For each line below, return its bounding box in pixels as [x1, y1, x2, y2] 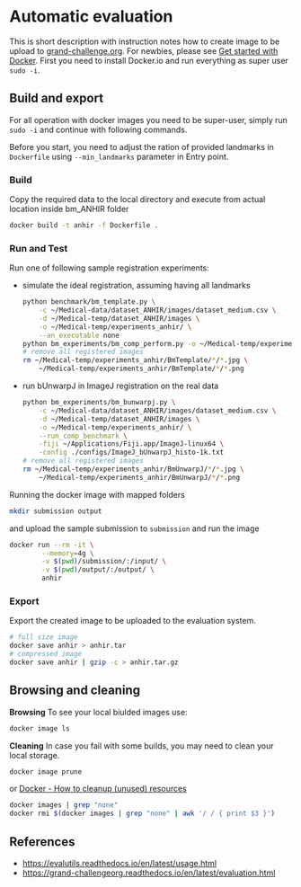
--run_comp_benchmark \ [39, 431, 128, 440]
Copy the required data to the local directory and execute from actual [9, 194, 266, 205]
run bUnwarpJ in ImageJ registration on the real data [22, 380, 219, 392]
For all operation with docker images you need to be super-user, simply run [9, 114, 288, 125]
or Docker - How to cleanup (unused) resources [9, 784, 187, 794]
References [9, 834, 75, 849]
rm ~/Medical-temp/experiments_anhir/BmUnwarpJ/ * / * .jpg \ [22, 465, 244, 474]
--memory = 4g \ [41, 548, 94, 558]
